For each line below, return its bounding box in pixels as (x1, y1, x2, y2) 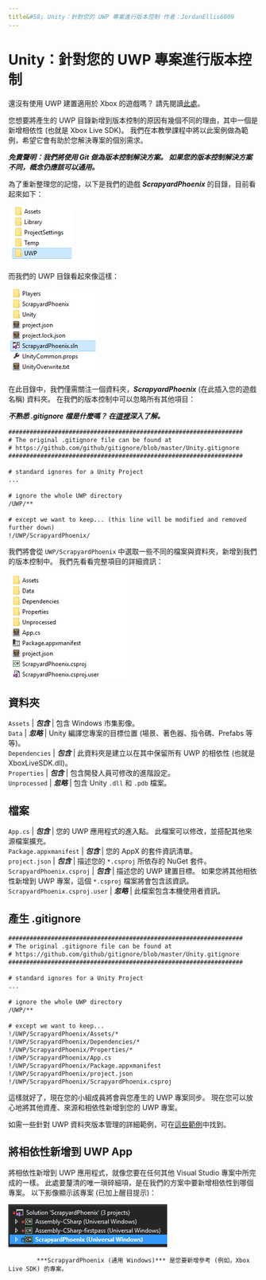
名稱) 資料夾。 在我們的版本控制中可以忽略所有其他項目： (8, 394, 196, 404)
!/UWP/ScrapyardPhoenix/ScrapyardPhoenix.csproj (8, 1078, 172, 1086)
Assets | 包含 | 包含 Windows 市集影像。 (8, 718, 139, 728)
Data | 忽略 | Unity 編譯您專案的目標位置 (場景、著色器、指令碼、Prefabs (8, 729, 245, 738)
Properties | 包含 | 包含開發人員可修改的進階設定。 (8, 769, 175, 778)
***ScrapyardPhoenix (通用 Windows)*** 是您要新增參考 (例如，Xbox (37, 1256, 250, 1264)
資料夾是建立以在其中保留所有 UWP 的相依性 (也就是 (83, 749, 256, 758)
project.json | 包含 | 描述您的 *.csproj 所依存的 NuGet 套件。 (8, 856, 212, 866)
